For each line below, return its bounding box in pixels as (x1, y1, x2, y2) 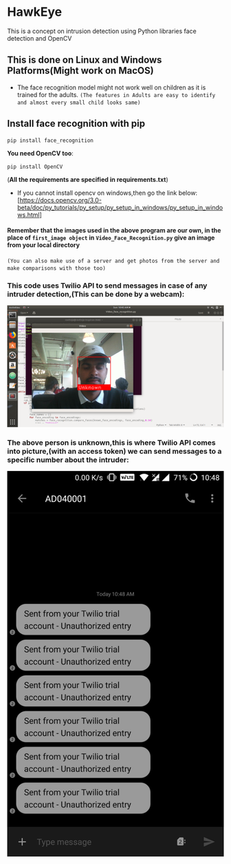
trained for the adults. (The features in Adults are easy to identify (16, 90, 216, 98)
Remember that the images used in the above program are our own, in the (7, 226, 221, 235)
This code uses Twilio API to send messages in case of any (7, 280, 208, 290)
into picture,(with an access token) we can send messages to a (7, 446, 222, 456)
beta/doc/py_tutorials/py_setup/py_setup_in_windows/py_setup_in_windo (16, 203, 223, 211)
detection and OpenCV (7, 34, 72, 42)
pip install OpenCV (7, 163, 63, 170)
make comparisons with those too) (7, 264, 107, 272)
